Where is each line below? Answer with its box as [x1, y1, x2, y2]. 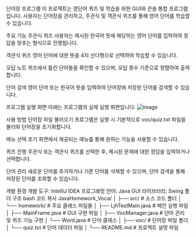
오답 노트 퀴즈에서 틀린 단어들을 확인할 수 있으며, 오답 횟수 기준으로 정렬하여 [6, 64, 180, 71]
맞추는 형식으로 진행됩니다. [16, 40, 78, 46]
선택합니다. [6, 155, 32, 162]
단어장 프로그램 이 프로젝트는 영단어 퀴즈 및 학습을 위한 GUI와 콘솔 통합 [6, 5, 168, 12]
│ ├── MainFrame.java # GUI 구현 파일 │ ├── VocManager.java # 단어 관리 [6, 210, 185, 216]
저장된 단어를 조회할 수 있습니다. [6, 175, 80, 182]
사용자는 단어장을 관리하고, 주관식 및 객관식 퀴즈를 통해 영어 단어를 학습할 [23, 12, 190, 19]
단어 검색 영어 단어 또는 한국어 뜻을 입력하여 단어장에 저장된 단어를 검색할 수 [6, 84, 180, 90]
